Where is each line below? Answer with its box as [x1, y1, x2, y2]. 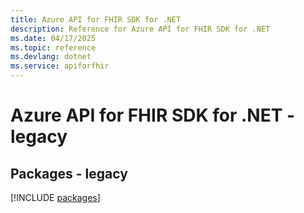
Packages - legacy [10, 165, 128, 182]
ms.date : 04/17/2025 [10, 33, 97, 43]
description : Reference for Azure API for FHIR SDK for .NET [10, 24, 271, 34]
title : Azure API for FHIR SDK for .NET [10, 14, 182, 25]
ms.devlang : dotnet [10, 52, 92, 62]
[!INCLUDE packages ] [10, 192, 101, 203]
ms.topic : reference [10, 42, 97, 53]
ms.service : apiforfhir [10, 61, 110, 71]
